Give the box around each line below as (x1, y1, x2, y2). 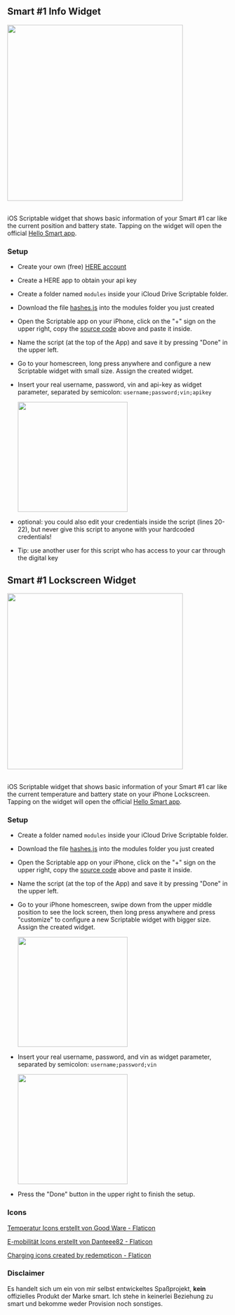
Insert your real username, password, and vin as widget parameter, (17, 1052, 212, 1062)
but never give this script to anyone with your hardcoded (30, 525, 195, 534)
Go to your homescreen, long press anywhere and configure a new (17, 359, 212, 368)
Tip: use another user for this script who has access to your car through (17, 546, 226, 555)
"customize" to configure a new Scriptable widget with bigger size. (17, 915, 211, 924)
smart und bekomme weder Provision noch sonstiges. (7, 1299, 163, 1308)
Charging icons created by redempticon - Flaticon (7, 1251, 152, 1259)
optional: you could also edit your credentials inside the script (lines (17, 517, 213, 527)
